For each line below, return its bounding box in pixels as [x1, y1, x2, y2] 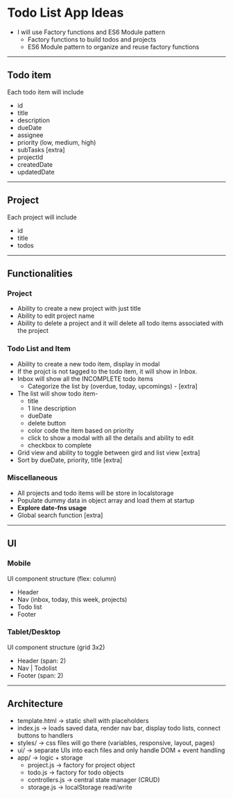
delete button [27, 418, 66, 427]
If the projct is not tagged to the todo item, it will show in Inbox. [17, 367, 198, 375]
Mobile [7, 558, 31, 568]
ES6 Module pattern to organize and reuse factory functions [27, 42, 200, 51]
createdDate [17, 160, 53, 168]
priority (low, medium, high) [17, 138, 96, 147]
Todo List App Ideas [7, 5, 124, 21]
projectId [17, 153, 44, 161]
